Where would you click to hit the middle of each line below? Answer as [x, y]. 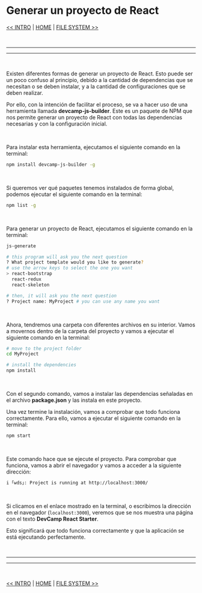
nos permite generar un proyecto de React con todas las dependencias [94, 117]
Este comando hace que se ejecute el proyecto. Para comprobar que [91, 458]
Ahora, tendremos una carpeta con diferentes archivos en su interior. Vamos [101, 325]
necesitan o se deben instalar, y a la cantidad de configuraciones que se [96, 86]
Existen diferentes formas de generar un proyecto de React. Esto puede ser [100, 74]
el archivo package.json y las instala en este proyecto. [74, 400]
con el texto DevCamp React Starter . [52, 519]
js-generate [21, 246]
